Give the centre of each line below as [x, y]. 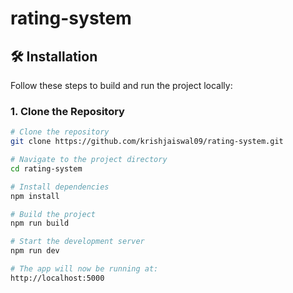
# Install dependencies [60, 187]
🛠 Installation [54, 56]
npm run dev [35, 251]
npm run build [40, 223]
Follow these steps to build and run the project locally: [121, 85]
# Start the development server [77, 242]
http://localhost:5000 [57, 278]
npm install [35, 196]
